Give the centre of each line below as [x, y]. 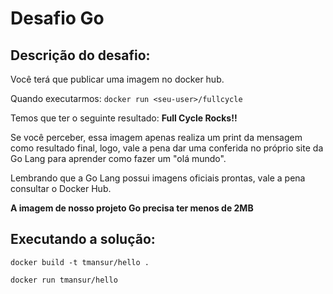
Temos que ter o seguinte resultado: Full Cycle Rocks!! [124, 118]
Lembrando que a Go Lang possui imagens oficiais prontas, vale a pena [158, 178]
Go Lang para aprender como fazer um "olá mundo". [118, 158]
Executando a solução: [83, 239]
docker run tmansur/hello [64, 280]
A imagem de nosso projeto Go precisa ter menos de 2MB [132, 208]
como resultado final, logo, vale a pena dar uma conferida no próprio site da [167, 148]
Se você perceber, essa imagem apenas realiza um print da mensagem [156, 137]
